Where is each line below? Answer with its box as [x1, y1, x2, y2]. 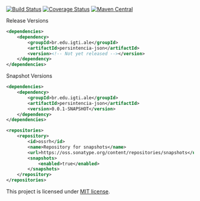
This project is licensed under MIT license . [6, 188, 110, 195]
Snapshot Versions [6, 72, 52, 79]
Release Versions [6, 17, 49, 24]
